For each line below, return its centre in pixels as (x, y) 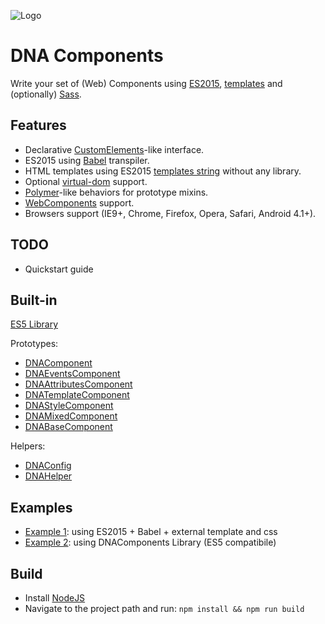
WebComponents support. (79, 202)
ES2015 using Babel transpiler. (87, 160)
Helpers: (28, 446)
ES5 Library (34, 324)
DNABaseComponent (68, 427)
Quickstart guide (59, 269)
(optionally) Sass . (46, 94)
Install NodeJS (55, 598)
